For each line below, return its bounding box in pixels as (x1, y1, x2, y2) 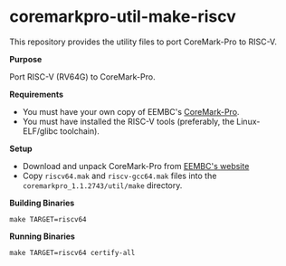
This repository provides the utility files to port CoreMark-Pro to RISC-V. (9, 36, 278, 47)
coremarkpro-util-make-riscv (9, 6, 237, 27)
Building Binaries (9, 197, 75, 208)
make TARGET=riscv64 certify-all (9, 248, 136, 257)
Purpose (9, 53, 43, 64)
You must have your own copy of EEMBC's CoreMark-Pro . (22, 106, 240, 117)
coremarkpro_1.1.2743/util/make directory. (22, 179, 183, 191)
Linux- (236, 116, 261, 127)
